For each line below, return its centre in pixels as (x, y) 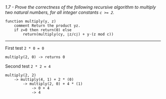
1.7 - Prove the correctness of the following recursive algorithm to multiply (81, 7)
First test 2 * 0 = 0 (25, 48)
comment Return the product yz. (47, 26)
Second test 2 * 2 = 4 (28, 66)
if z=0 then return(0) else (43, 30)
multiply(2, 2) (21, 75)
